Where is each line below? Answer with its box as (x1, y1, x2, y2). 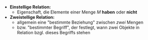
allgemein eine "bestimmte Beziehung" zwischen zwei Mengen (17, 19, 144, 25)
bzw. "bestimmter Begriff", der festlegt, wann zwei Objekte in (17, 25, 140, 30)
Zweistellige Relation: (9, 14, 55, 20)
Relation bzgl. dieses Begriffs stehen (17, 30, 91, 35)
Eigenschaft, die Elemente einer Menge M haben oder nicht (17, 9, 137, 15)
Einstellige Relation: (9, 4, 51, 10)
